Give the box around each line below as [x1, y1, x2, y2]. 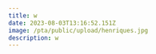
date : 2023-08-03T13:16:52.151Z [8, 19, 116, 27]
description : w [8, 33, 59, 42]
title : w [8, 11, 38, 20]
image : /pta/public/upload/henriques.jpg [8, 26, 149, 34]
